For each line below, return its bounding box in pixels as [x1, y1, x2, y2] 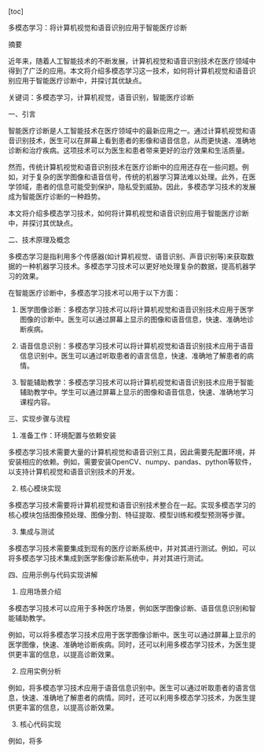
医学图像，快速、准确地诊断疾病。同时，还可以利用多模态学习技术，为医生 [8, 640, 249, 649]
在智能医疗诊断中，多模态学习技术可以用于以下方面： [8, 288, 181, 297]
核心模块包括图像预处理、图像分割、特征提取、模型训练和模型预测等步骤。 [8, 510, 249, 520]
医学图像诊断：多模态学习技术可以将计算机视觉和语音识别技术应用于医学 [19, 305, 254, 314]
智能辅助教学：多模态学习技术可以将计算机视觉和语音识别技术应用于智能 [19, 377, 254, 387]
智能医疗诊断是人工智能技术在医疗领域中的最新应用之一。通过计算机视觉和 [8, 126, 249, 135]
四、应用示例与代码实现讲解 [8, 570, 98, 579]
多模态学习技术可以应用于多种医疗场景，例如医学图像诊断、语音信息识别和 [8, 604, 249, 612]
